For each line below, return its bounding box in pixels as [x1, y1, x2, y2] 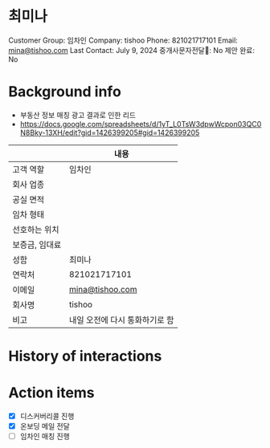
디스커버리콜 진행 [19, 411, 75, 421]
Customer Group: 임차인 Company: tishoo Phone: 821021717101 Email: [8, 35, 239, 45]
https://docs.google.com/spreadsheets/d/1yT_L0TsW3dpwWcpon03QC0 [19, 119, 262, 128]
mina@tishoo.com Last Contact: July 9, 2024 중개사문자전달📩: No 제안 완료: [8, 45, 256, 55]
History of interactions [8, 347, 162, 365]
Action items [8, 384, 95, 402]
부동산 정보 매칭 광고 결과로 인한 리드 [19, 110, 137, 120]
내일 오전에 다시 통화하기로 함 [68, 314, 174, 325]
